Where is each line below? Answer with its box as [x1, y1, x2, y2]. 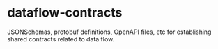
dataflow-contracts [7, 5, 123, 21]
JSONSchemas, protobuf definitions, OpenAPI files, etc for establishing [7, 28, 212, 36]
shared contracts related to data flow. [7, 35, 115, 43]
